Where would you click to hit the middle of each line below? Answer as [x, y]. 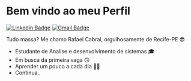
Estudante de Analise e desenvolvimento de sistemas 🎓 [85, 51]
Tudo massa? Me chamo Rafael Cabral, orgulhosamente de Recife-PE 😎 [95, 39]
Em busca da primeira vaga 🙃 [52, 60]
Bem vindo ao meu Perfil [68, 11]
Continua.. [28, 73]
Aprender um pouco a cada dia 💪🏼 [57, 66]
